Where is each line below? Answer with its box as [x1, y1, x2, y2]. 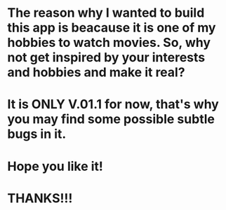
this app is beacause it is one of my [7, 20, 216, 36]
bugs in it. [7, 126, 67, 142]
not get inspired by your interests [7, 50, 206, 66]
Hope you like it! [7, 158, 104, 174]
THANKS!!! [7, 190, 73, 206]
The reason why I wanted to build [7, 5, 205, 21]
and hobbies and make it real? [7, 64, 185, 80]
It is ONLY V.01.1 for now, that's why [7, 97, 219, 113]
